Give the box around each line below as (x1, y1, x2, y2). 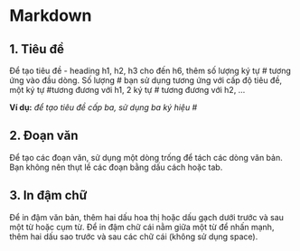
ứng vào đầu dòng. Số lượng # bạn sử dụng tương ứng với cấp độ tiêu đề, (9, 75, 283, 86)
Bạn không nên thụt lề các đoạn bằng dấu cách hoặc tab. (9, 162, 223, 172)
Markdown (9, 5, 92, 26)
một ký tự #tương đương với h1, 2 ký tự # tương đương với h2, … (9, 85, 246, 95)
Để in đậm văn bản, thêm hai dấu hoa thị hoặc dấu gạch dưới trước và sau (9, 211, 285, 222)
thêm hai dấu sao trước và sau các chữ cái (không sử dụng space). (9, 231, 258, 242)
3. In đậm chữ (9, 188, 88, 203)
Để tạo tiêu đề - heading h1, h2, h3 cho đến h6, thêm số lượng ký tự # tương (9, 65, 292, 76)
